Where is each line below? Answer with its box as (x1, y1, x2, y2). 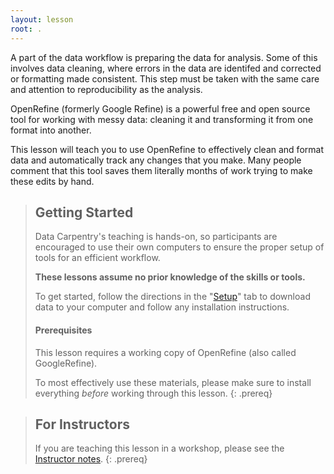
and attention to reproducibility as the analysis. (10, 83, 203, 95)
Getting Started (34, 204, 134, 221)
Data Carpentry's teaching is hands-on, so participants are (34, 231, 278, 243)
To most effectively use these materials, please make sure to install (34, 376, 312, 388)
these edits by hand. (10, 175, 95, 187)
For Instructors (34, 416, 131, 433)
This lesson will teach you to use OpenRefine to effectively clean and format (10, 143, 324, 155)
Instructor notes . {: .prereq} (34, 453, 148, 465)
